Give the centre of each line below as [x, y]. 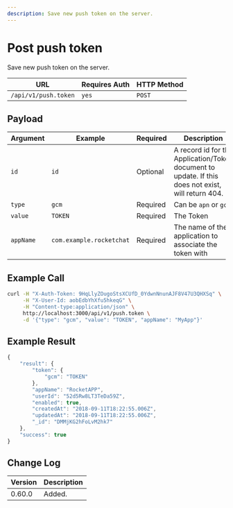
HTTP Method [160, 84]
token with [191, 253]
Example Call [36, 278]
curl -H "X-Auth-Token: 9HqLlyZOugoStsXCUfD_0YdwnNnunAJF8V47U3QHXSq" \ [114, 294]
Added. [56, 494]
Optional [150, 172]
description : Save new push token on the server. [80, 14]
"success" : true [43, 434]
